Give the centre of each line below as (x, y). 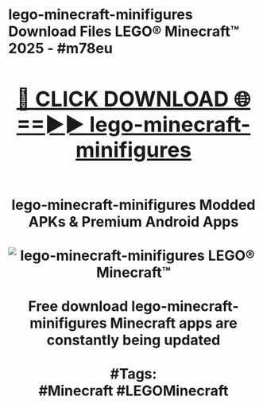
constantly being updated (133, 340)
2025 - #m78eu (60, 49)
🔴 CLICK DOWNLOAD (122, 99)
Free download (78, 306)
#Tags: (133, 373)
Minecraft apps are (174, 323)
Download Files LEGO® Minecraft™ (124, 31)
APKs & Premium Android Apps (133, 221)
